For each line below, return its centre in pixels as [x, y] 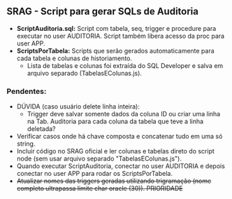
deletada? [41, 129]
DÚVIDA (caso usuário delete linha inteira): [78, 107]
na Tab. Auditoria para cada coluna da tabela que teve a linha [115, 121]
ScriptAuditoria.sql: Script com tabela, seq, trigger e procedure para [116, 28]
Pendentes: [27, 91]
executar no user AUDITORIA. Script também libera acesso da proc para [121, 36]
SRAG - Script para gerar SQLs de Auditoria [103, 12]
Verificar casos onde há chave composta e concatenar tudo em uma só [119, 137]
